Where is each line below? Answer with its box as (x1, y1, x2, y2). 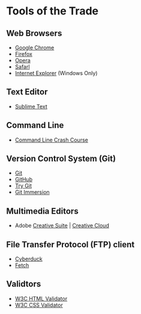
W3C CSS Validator (14, 301, 63, 309)
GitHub (14, 176, 33, 183)
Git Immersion (14, 189, 50, 196)
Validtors (6, 279, 41, 289)
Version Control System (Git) (6, 154, 116, 164)
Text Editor (6, 87, 48, 97)
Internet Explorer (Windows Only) (14, 70, 98, 76)
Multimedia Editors (6, 206, 79, 216)
